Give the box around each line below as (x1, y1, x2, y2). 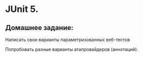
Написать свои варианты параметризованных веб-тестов (5, 36, 130, 42)
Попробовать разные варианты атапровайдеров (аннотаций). (5, 46, 138, 52)
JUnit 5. (5, 3, 39, 15)
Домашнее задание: (5, 23, 74, 32)
